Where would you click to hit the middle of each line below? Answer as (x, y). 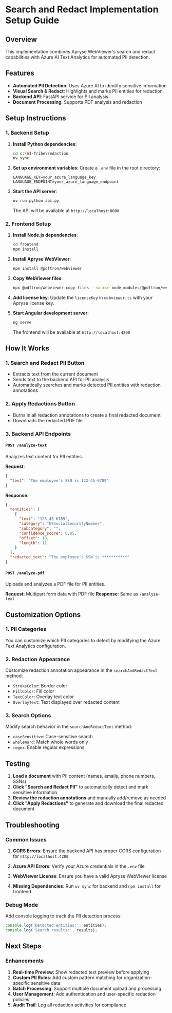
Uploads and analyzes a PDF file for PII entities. (55, 584)
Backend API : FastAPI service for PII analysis (61, 97)
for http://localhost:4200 (41, 856)
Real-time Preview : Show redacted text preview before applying (81, 972)
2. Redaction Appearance (38, 659)
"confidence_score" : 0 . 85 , (48, 533)
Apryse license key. (34, 303)
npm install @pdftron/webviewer (47, 269)
